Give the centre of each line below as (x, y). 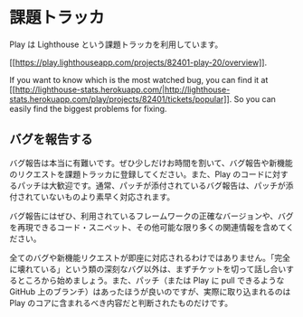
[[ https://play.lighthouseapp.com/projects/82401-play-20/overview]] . (138, 62)
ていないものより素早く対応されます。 (104, 196)
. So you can (252, 98)
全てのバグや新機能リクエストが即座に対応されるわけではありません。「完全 (150, 257)
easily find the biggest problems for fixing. (88, 108)
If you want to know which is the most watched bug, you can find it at (139, 79)
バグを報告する (51, 140)
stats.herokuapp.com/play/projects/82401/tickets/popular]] (120, 98)
